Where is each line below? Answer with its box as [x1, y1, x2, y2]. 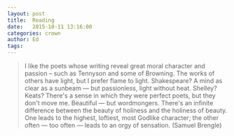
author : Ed [7, 36, 39, 43]
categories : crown [7, 29, 61, 37]
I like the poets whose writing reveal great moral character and [24, 62, 205, 70]
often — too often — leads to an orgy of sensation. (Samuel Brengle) [24, 121, 222, 129]
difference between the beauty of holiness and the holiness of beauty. [24, 106, 228, 114]
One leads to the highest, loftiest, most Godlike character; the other [24, 114, 219, 122]
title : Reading [7, 17, 55, 24]
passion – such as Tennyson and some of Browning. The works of [24, 69, 215, 77]
